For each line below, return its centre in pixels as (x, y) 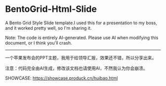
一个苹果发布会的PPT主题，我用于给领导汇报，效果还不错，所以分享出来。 (81, 57)
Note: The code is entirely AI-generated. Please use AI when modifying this (82, 38)
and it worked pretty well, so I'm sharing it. (48, 28)
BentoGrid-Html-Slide (51, 9)
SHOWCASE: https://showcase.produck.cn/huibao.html (62, 78)
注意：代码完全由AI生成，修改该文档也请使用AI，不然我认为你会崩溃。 (76, 68)
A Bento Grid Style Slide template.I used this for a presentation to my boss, (81, 23)
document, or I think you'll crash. (39, 43)
